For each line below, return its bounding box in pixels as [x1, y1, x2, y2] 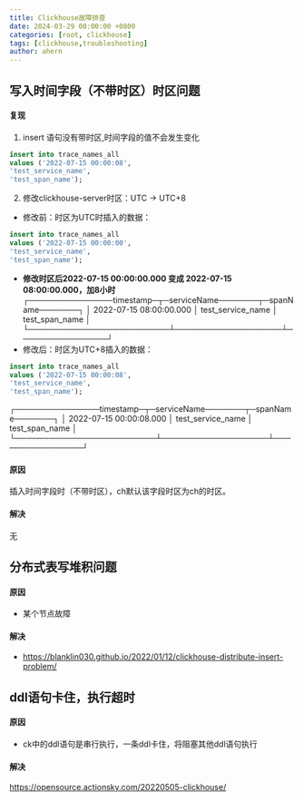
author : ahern [9, 47, 64, 56]
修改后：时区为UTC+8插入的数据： [22, 344, 153, 355]
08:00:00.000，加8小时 [22, 284, 116, 295]
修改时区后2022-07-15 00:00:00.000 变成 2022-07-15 [22, 273, 233, 284]
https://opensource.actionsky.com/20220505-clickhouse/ [9, 782, 227, 793]
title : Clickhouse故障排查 [9, 13, 106, 23]
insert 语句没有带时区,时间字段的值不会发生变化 [22, 132, 200, 142]
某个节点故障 [22, 609, 71, 620]
